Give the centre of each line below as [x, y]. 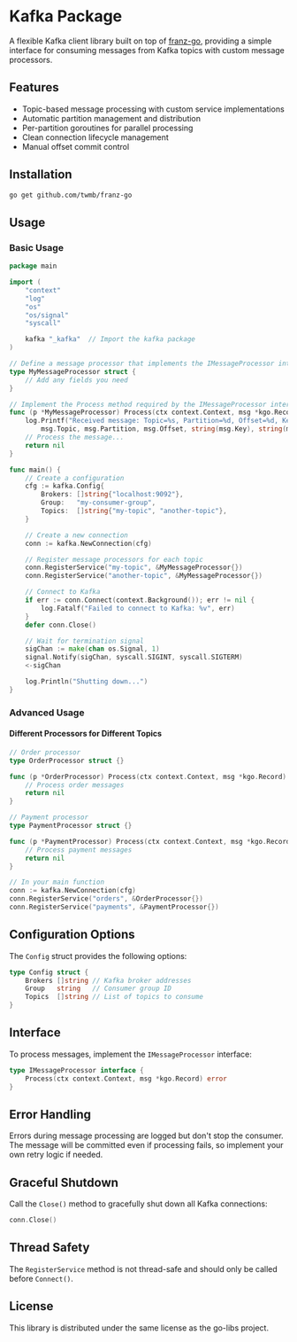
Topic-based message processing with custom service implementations [153, 109]
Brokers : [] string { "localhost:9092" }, [112, 495]
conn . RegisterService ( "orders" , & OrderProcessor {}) [106, 899]
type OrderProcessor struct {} [67, 761]
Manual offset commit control [76, 146]
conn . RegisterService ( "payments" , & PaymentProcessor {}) [114, 907]
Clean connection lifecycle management [95, 137]
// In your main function [57, 882]
